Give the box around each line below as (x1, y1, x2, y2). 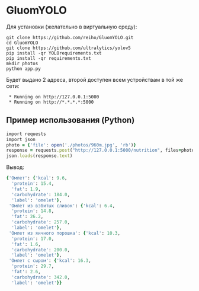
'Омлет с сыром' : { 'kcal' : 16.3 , (8, 258, 92, 264)
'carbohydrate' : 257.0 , (11, 219, 70, 225)
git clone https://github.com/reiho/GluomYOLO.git (6, 34, 134, 40)
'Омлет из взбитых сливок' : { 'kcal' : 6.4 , (8, 203, 115, 209)
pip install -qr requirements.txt (6, 55, 92, 61)
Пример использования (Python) (6, 115, 135, 125)
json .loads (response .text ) (6, 153, 73, 159)
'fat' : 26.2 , (11, 214, 44, 220)
